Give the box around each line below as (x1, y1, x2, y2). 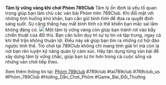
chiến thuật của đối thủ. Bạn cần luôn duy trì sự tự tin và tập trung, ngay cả (5, 32, 161, 38)
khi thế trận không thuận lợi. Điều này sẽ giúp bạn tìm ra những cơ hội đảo (5, 38, 159, 43)
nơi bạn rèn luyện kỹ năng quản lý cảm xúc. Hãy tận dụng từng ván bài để (5, 48, 159, 54)
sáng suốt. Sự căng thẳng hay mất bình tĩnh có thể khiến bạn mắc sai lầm (5, 21, 158, 27)
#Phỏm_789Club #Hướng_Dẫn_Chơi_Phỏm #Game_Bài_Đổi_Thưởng (5, 74, 146, 80)
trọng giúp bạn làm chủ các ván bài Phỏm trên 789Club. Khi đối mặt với (5, 10, 154, 16)
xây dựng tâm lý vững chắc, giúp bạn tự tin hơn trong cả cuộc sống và (5, 53, 152, 59)
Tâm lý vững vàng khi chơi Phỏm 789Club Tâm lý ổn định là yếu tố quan (5, 5, 157, 11)
